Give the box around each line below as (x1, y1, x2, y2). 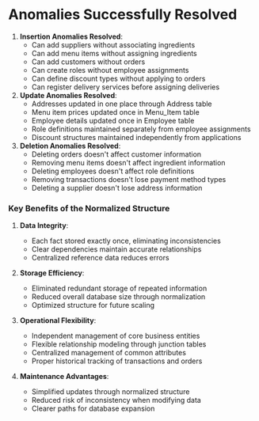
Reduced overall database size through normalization (31, 292, 206, 302)
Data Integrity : (19, 221, 69, 230)
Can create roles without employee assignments (31, 65, 189, 74)
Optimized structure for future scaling (31, 301, 155, 310)
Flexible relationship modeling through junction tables (31, 339, 207, 349)
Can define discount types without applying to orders (31, 74, 206, 83)
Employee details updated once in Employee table (31, 116, 195, 125)
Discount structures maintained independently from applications (31, 132, 242, 142)
